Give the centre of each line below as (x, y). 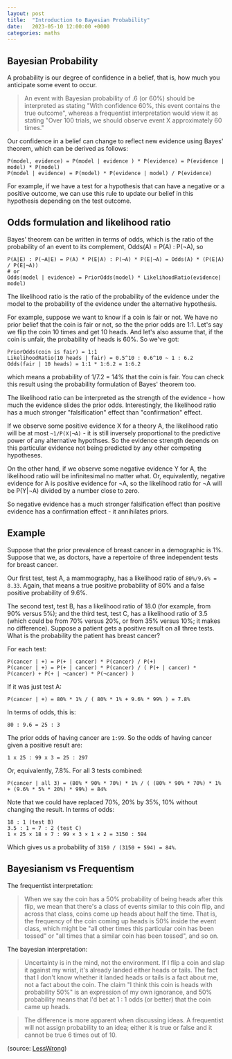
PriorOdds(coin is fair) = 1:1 (52, 352)
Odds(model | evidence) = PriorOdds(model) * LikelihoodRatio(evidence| (114, 278)
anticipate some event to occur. (52, 85)
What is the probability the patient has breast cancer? (84, 635)
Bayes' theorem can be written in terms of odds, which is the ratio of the (110, 239)
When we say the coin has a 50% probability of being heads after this (124, 899)
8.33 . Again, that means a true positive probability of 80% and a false (106, 585)
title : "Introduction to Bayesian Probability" (79, 20)
